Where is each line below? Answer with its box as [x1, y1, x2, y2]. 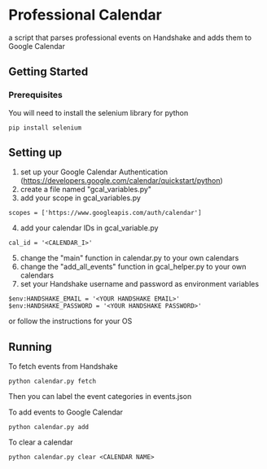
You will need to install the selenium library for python [8, 107, 189, 117]
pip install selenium [8, 124, 82, 132]
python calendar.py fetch [8, 377, 96, 386]
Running [8, 340, 53, 353]
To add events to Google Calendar [8, 407, 124, 417]
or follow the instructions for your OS [8, 316, 133, 327]
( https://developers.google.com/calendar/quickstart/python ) [20, 176, 224, 186]
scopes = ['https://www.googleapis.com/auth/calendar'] [8, 209, 202, 217]
